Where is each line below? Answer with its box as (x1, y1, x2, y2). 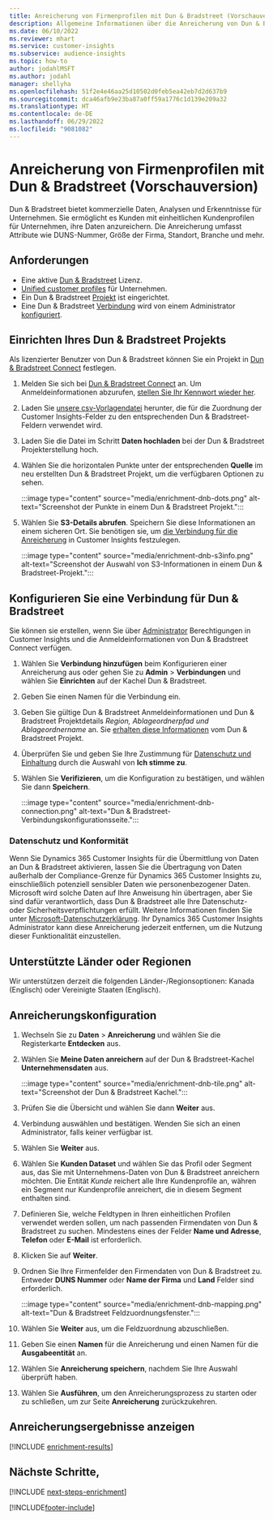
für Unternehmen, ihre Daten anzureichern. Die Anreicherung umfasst (9, 221, 242, 231)
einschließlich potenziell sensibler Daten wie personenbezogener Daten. (9, 880, 250, 889)
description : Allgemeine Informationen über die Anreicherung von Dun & (9, 19, 260, 28)
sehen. (20, 478, 45, 488)
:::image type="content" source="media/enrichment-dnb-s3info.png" (20, 551, 254, 561)
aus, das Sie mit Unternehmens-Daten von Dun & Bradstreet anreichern (20, 1168, 260, 1178)
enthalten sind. (20, 1194, 71, 1204)
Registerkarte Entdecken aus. (20, 1039, 121, 1048)
